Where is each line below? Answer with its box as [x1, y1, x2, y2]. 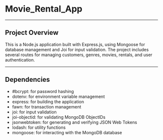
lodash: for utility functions [12, 124, 66, 130]
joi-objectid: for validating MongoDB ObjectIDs [12, 114, 106, 120]
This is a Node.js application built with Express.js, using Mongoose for [5, 41, 146, 47]
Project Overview [5, 29, 59, 37]
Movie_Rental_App [5, 3, 82, 15]
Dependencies [5, 76, 50, 84]
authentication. [5, 57, 35, 62]
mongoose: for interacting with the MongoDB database [12, 129, 122, 135]
